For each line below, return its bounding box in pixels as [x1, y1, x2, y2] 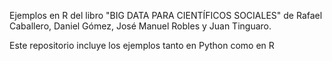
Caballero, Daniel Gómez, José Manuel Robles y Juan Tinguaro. [9, 20, 272, 32]
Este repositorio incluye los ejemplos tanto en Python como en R [9, 40, 275, 51]
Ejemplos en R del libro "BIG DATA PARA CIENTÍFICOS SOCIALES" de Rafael [9, 10, 323, 21]
